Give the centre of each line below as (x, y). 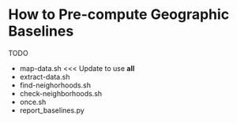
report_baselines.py (52, 110)
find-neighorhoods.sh (55, 85)
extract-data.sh (45, 76)
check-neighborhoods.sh (61, 93)
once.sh (33, 102)
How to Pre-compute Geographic (119, 15)
